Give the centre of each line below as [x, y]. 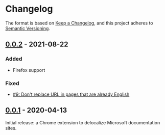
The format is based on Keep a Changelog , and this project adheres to [79, 23]
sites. [11, 128]
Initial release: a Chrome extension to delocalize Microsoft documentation [83, 122]
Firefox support [29, 70]
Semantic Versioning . [28, 28]
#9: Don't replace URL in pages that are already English [71, 94]
